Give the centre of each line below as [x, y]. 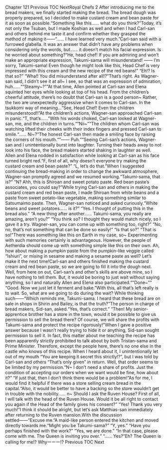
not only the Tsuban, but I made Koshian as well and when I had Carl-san [80, 28]
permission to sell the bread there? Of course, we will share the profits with [82, 319]
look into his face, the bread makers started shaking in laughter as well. [78, 150]
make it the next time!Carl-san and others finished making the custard [77, 261]
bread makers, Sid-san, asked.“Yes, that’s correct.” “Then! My [69, 309]
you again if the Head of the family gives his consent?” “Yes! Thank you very [84, 404]
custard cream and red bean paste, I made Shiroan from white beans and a [82, 192]
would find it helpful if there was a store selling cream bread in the [73, 383]
